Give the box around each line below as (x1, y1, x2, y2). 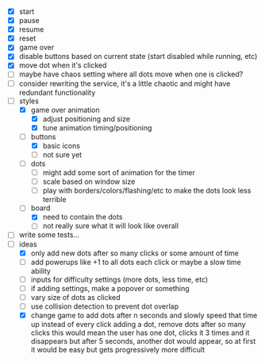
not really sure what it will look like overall (42, 221, 179, 231)
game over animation (30, 105, 100, 115)
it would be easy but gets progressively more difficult (30, 345, 205, 354)
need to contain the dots (42, 212, 123, 222)
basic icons (42, 141, 81, 150)
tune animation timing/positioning (42, 123, 152, 132)
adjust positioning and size (42, 114, 131, 123)
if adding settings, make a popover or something (30, 283, 190, 293)
